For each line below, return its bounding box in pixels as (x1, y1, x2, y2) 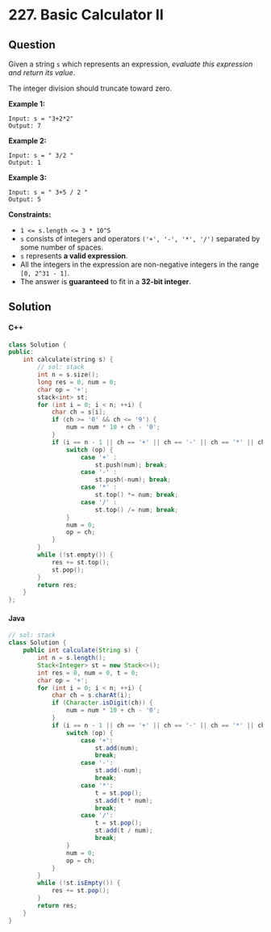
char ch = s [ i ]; (51, 408, 106, 417)
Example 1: (8, 99, 46, 108)
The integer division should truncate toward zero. (8, 83, 173, 93)
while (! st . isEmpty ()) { (37, 879, 121, 888)
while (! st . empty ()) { (37, 551, 114, 559)
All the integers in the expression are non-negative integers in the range (19, 260, 260, 269)
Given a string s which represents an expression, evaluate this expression (8, 59, 253, 69)
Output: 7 (8, 122, 42, 130)
